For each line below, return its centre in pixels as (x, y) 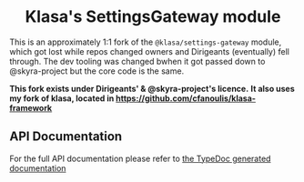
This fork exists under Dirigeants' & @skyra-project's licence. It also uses (152, 88)
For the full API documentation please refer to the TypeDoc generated (140, 158)
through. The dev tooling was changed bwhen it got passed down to (137, 61)
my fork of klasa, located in (62, 98)
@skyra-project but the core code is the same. (97, 71)
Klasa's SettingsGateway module (153, 17)
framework (31, 107)
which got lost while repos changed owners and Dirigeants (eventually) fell (149, 51)
